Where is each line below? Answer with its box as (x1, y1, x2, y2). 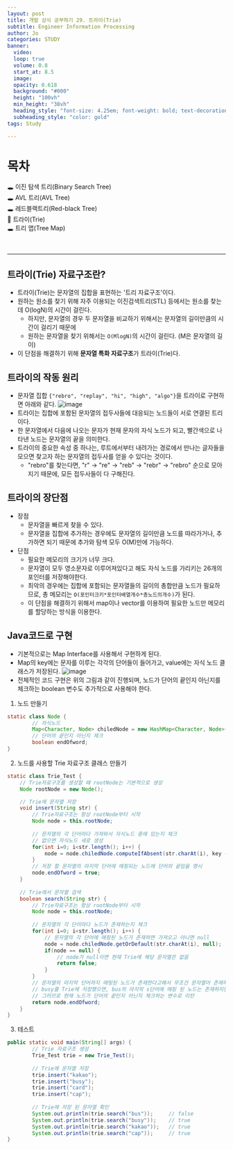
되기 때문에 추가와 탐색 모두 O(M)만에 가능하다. (46, 537, 174, 546)
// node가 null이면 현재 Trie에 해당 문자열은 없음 (56, 953, 189, 960)
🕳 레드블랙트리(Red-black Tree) (7, 205, 97, 213)
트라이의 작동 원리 (7, 372, 79, 383)
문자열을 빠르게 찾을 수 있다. (27, 520, 104, 529)
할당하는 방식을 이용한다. (35, 607, 102, 616)
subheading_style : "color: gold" (13, 113, 110, 120)
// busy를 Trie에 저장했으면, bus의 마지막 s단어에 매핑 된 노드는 (32, 985, 202, 992)
